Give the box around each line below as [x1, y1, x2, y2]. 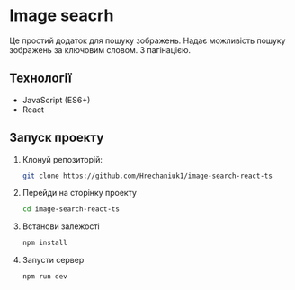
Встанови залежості [22, 221, 101, 232]
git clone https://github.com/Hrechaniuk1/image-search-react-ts [22, 171, 273, 180]
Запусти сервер [22, 255, 85, 266]
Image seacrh [9, 5, 114, 26]
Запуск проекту [9, 130, 104, 145]
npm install [22, 239, 67, 248]
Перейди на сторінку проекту [22, 188, 138, 198]
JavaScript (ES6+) [22, 94, 91, 105]
